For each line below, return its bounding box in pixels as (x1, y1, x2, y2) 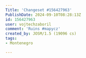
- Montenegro (5, 41, 33, 46)
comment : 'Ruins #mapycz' (5, 26, 60, 32)
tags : (5, 36, 17, 41)
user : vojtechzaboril (5, 21, 52, 27)
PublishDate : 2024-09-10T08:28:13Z (5, 12, 81, 17)
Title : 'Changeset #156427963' (5, 7, 72, 13)
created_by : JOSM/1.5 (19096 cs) (5, 31, 77, 36)
